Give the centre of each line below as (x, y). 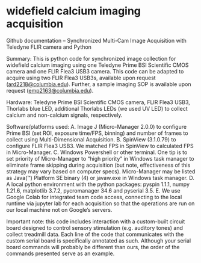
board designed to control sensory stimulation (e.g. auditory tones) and (95, 227)
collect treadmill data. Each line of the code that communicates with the (95, 234)
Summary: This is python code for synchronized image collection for (91, 58)
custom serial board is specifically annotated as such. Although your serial (99, 240)
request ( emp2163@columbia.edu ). (50, 90)
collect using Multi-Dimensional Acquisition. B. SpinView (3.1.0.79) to (91, 139)
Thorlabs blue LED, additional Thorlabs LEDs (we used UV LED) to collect (97, 108)
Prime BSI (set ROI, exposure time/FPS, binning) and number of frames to (97, 133)
